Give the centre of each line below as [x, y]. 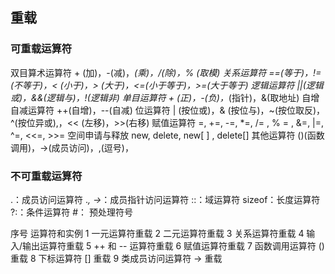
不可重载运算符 [46, 176]
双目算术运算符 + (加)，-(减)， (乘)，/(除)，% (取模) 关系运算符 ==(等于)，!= [166, 72]
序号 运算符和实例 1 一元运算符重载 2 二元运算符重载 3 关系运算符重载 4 [157, 233]
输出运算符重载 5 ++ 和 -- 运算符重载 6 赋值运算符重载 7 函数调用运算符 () [173, 245]
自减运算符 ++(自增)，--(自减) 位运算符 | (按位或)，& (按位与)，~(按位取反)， [168, 110]
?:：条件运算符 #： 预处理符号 [71, 212]
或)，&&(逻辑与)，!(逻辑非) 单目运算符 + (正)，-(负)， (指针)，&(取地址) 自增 [165, 97]
